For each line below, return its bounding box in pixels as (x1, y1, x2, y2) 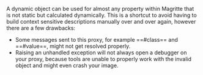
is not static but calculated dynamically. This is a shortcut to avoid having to (6, 11, 197, 19)
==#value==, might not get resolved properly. (15, 42, 131, 50)
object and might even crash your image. (15, 62, 119, 69)
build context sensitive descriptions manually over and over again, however (6, 18, 196, 25)
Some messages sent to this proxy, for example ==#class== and (15, 36, 179, 43)
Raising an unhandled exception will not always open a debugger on (15, 49, 187, 56)
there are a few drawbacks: (6, 24, 75, 31)
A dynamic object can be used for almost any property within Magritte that (6, 5, 194, 12)
